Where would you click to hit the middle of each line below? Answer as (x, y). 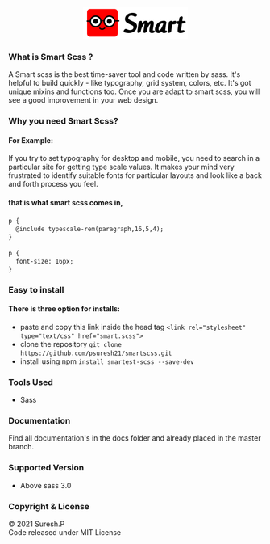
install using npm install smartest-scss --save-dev (107, 361)
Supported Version (46, 468)
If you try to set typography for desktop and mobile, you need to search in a (134, 158)
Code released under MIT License (65, 532)
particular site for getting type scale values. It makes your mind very (122, 167)
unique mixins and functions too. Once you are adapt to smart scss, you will (134, 91)
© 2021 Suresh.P (37, 524)
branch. (21, 447)
